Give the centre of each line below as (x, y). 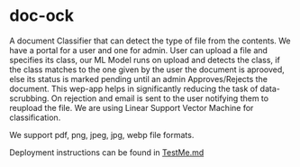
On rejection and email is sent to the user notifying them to (159, 98)
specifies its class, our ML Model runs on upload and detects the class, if (145, 60)
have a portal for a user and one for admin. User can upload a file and (139, 50)
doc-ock (42, 16)
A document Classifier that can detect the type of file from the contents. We (150, 41)
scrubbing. (29, 98)
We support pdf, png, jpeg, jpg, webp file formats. (102, 135)
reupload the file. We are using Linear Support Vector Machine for (132, 107)
